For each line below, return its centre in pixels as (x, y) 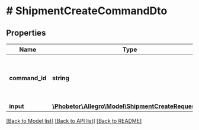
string (61, 78)
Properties (26, 33)
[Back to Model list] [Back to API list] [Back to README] (74, 121)
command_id (28, 78)
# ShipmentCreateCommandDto (87, 11)
